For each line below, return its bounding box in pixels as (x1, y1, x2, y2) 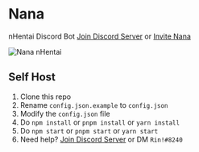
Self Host (8, 70, 56, 84)
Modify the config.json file (19, 109, 110, 118)
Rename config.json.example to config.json (19, 100, 168, 109)
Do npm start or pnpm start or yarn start (19, 125, 159, 135)
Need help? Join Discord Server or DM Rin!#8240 (19, 134, 183, 144)
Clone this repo (19, 92, 71, 101)
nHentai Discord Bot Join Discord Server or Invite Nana (8, 31, 192, 41)
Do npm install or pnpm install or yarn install (19, 117, 180, 127)
